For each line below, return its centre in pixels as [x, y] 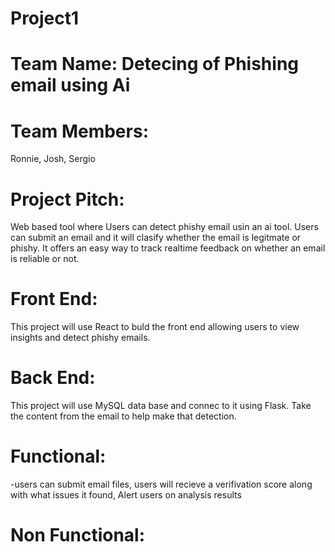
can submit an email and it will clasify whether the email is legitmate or [156, 238]
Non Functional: [78, 535]
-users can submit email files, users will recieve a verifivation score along [161, 484]
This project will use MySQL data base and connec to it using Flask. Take [161, 406]
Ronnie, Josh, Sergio [53, 159]
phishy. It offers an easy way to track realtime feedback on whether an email [168, 248]
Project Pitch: [67, 199]
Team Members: [79, 131]
